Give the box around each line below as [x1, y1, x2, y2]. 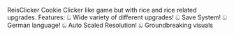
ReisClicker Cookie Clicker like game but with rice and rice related [7, 6, 197, 14]
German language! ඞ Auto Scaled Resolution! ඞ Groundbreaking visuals [7, 21, 213, 29]
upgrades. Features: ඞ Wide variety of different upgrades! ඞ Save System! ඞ [7, 13, 228, 21]
